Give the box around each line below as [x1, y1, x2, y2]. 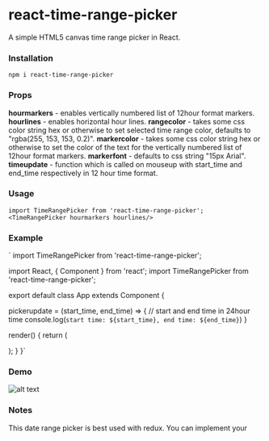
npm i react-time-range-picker [8, 71, 114, 79]
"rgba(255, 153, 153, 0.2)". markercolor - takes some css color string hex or [8, 133, 261, 143]
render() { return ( [8, 330, 68, 340]
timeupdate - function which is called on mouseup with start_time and [8, 159, 242, 169]
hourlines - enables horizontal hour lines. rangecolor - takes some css [8, 116, 245, 126]
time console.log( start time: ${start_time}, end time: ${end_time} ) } [8, 315, 248, 325]
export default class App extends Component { [8, 291, 165, 300]
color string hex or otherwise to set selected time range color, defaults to [8, 125, 251, 135]
